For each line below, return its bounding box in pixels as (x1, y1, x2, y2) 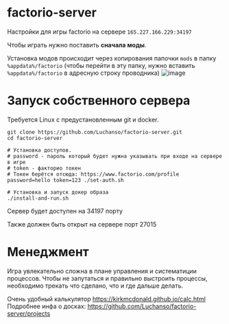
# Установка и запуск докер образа (7, 189, 109, 196)
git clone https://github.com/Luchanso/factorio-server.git (7, 128, 183, 135)
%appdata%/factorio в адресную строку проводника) (7, 69, 160, 77)
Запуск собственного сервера (7, 93, 191, 108)
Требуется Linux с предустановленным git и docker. (7, 115, 159, 124)
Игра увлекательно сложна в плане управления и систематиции (7, 266, 197, 275)
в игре (7, 159, 26, 165)
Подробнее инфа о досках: (7, 302, 86, 310)
